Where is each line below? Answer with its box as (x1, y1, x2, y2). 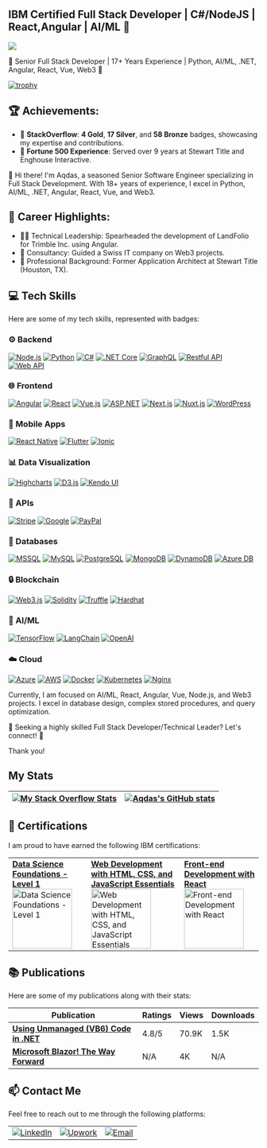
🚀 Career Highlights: (8, 210, 110, 224)
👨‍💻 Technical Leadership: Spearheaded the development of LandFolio (19, 232, 250, 241)
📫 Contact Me (8, 1084, 82, 1098)
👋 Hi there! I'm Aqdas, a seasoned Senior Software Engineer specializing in (8, 170, 254, 180)
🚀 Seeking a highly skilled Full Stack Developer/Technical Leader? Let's (8, 722, 242, 732)
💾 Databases (8, 535, 58, 547)
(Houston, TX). (19, 265, 69, 274)
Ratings (141, 1010, 172, 1021)
